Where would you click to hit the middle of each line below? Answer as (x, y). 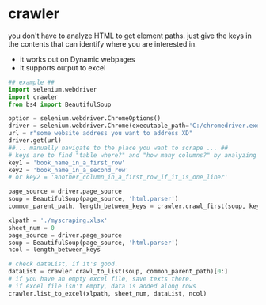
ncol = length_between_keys (55, 250)
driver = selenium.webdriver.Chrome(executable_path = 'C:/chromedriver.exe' (136, 126)
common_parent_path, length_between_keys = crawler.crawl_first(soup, (127, 206)
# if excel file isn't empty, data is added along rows (102, 286)
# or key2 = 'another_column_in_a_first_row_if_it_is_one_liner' (118, 177)
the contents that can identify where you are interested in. (103, 43)
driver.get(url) (35, 141)
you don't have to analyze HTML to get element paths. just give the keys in (130, 36)
